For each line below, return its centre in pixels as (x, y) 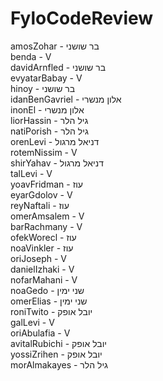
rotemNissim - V (44, 152)
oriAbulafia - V (40, 333)
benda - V (31, 56)
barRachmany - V (46, 226)
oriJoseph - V (38, 258)
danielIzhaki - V (42, 269)
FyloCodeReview (82, 18)
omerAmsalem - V (47, 216)
